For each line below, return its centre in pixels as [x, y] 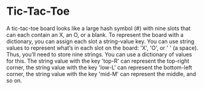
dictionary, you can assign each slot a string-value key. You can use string [100, 41]
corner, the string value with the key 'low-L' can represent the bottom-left [99, 67]
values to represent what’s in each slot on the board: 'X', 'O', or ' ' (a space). [102, 48]
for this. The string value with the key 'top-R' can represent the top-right [98, 61]
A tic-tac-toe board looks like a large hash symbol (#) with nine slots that [99, 28]
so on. [14, 80]
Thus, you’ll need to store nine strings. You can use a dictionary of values [99, 54]
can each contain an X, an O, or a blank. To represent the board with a [95, 34]
